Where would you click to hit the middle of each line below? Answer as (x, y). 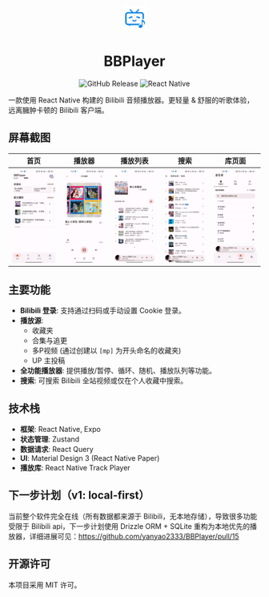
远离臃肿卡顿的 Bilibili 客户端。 (58, 110)
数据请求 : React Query (56, 449)
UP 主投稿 (48, 361)
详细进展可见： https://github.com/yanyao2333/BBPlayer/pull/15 (134, 536)
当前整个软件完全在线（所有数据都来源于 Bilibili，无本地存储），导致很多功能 (133, 516)
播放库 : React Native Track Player (75, 467)
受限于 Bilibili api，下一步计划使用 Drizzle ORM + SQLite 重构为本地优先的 (129, 526)
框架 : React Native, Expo (60, 429)
